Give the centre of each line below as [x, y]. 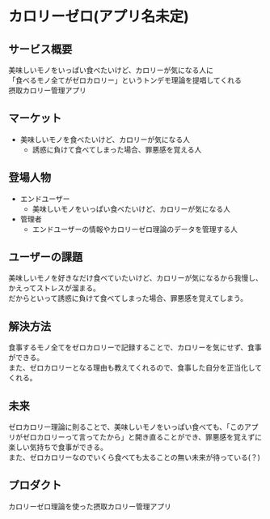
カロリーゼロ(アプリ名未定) [99, 17]
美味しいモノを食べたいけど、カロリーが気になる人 [105, 139]
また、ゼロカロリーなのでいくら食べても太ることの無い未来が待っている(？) [135, 457]
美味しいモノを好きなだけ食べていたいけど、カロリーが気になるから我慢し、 [135, 278]
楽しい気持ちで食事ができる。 [58, 448]
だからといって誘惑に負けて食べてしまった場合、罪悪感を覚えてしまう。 [128, 298]
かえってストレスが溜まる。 [55, 288]
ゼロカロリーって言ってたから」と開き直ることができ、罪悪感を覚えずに [142, 437]
